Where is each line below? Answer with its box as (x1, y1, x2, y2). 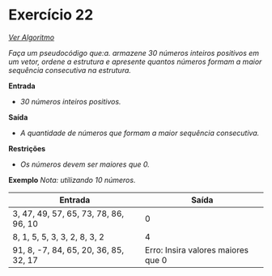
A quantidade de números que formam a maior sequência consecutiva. (19, 128, 260, 138)
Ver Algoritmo (8, 32, 55, 42)
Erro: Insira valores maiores (144, 244, 249, 256)
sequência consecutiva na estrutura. (8, 65, 132, 74)
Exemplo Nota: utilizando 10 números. (8, 175, 136, 185)
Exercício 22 (8, 6, 94, 24)
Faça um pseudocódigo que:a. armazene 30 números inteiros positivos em (8, 48, 260, 57)
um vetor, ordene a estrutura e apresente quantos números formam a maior (8, 57, 262, 66)
